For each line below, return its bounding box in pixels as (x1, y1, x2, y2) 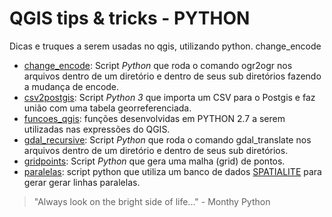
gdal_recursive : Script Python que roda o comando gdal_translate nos (23, 133, 312, 146)
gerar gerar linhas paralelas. (23, 176, 141, 188)
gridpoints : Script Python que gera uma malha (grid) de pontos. (23, 155, 286, 167)
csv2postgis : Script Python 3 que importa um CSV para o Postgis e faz (23, 91, 316, 103)
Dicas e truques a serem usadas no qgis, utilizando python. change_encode (9, 40, 322, 52)
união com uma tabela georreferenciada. (23, 102, 192, 114)
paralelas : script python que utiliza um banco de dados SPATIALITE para (23, 165, 322, 177)
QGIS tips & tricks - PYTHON (9, 7, 251, 30)
